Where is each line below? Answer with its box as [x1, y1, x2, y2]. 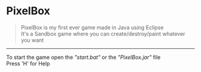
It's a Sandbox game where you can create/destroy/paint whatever [20, 30, 185, 37]
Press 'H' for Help [6, 60, 50, 67]
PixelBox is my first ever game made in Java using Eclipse [20, 24, 164, 31]
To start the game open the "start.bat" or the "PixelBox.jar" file [6, 54, 161, 61]
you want [20, 36, 44, 43]
